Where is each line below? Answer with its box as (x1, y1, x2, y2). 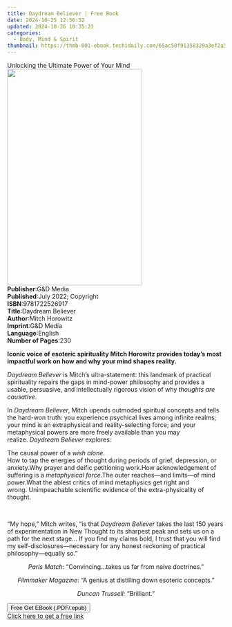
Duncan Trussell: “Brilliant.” (77, 590, 155, 597)
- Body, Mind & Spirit (13, 36, 79, 43)
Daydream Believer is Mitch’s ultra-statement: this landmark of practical (7, 371, 211, 379)
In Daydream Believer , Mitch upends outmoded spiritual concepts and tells (7, 406, 220, 414)
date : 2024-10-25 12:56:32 (7, 17, 85, 24)
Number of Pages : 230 (7, 336, 71, 345)
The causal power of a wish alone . (7, 449, 106, 457)
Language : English (7, 329, 59, 337)
